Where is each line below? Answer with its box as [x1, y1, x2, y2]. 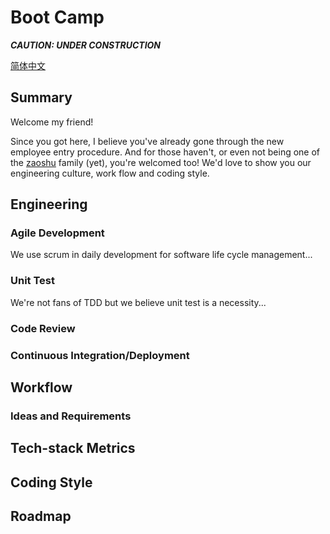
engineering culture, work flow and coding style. [10, 167, 210, 179]
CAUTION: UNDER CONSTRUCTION [10, 39, 162, 51]
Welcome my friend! [10, 116, 94, 128]
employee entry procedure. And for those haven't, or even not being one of [10, 146, 321, 158]
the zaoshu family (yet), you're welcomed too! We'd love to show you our [10, 156, 312, 168]
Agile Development [10, 226, 105, 240]
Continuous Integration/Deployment [10, 348, 190, 362]
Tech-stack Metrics [10, 440, 136, 457]
